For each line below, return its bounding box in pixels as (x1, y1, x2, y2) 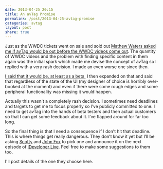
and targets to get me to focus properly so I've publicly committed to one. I (5, 103, 155, 109)
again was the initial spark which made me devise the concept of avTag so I (5, 59, 157, 64)
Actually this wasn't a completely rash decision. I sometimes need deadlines (5, 98, 158, 104)
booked (5, 84, 20, 89)
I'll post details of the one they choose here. (5, 159, 93, 164)
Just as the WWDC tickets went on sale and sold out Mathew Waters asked (5, 43, 156, 49)
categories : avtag (5, 20, 42, 26)
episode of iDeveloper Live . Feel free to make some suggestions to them (5, 144, 150, 150)
